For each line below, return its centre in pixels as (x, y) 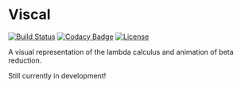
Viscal (29, 15)
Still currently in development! (57, 75)
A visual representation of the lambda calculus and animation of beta (121, 52)
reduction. (25, 60)
